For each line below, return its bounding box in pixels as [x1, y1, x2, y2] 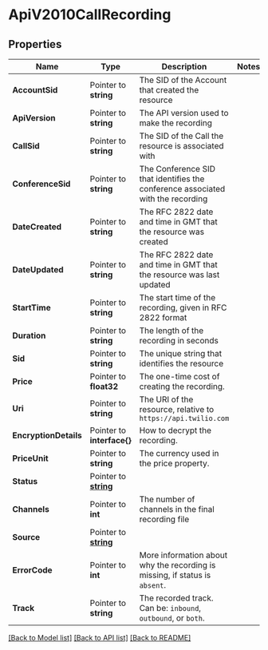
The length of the [139, 325, 204, 336]
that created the [139, 85, 199, 95]
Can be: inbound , [139, 603, 202, 613]
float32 [89, 381, 119, 392]
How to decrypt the [139, 425, 212, 436]
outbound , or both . [139, 612, 205, 624]
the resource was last [139, 269, 220, 280]
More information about [139, 549, 228, 561]
